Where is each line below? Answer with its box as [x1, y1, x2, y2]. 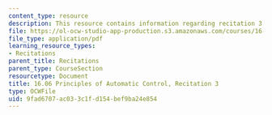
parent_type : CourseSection [8, 65, 104, 73]
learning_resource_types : [8, 42, 96, 50]
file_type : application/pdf [8, 34, 104, 43]
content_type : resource [8, 11, 89, 20]
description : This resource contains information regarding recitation [8, 19, 255, 28]
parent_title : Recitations [8, 57, 100, 66]
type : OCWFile [8, 87, 57, 96]
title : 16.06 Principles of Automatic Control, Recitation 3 [8, 79, 219, 87]
